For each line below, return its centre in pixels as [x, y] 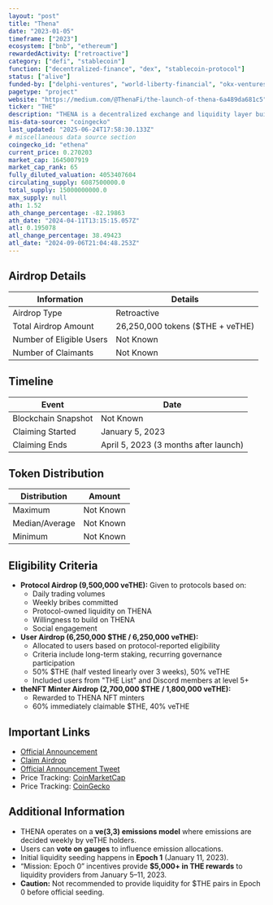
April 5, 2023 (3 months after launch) [172, 445]
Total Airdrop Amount [53, 326]
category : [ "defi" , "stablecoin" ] [67, 62]
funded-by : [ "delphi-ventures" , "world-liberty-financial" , [113, 84]
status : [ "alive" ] [39, 77]
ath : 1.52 [25, 205]
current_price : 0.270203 [50, 152]
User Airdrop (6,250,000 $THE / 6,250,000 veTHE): [109, 637]
